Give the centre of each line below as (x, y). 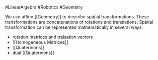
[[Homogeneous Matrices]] (40, 42)
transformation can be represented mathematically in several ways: (74, 27)
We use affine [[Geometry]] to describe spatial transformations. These (77, 17)
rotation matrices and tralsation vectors (53, 37)
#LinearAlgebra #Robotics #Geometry (44, 7)
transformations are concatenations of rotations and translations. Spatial (79, 22)
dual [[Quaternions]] (33, 53)
